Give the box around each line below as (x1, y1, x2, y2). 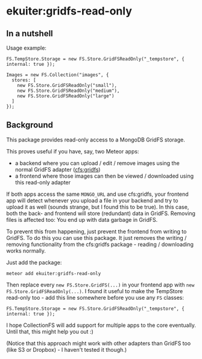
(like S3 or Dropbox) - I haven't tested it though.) (6, 346, 127, 353)
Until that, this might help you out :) (6, 328, 93, 335)
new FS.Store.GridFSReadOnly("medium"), (17, 88, 120, 94)
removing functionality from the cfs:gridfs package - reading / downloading (6, 241, 194, 248)
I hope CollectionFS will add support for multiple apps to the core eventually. (6, 322, 197, 329)
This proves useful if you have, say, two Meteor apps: (6, 147, 139, 155)
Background (6, 120, 53, 131)
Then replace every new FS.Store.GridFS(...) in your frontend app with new (6, 281, 195, 288)
